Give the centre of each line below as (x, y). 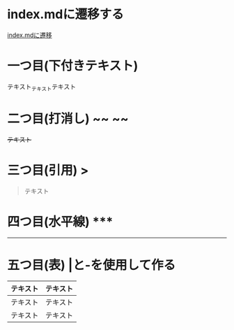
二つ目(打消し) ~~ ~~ (68, 119)
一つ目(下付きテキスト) (73, 66)
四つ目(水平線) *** (60, 222)
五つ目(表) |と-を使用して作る (92, 265)
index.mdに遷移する (65, 14)
